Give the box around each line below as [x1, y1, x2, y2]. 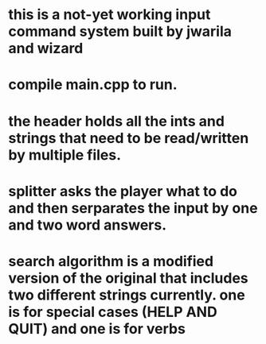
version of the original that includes [8, 269, 248, 287]
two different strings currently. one [8, 286, 245, 303]
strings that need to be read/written [8, 129, 249, 147]
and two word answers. [8, 216, 167, 234]
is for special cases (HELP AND [8, 303, 217, 321]
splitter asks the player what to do [8, 182, 237, 200]
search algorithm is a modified [8, 252, 213, 270]
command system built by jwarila [8, 22, 233, 41]
